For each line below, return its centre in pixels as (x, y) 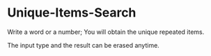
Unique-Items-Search (72, 13)
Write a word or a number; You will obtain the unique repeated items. (106, 32)
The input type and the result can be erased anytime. (84, 45)
